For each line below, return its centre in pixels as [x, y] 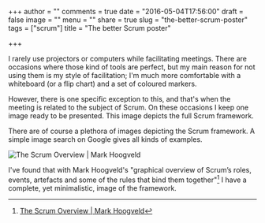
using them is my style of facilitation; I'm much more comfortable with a [125, 75]
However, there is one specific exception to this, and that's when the [119, 99]
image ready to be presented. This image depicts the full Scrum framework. [131, 116]
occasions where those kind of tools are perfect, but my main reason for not [132, 67]
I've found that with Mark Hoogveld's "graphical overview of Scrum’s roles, [130, 170]
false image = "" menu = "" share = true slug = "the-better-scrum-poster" [128, 20]
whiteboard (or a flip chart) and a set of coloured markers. [103, 84]
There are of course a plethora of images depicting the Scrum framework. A [131, 131]
